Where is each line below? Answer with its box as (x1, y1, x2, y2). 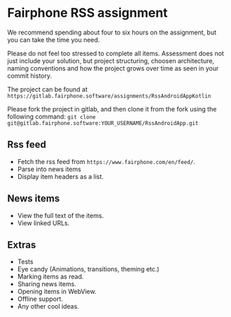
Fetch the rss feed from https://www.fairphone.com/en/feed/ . (17, 157, 196, 166)
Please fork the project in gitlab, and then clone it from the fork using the (7, 104, 217, 113)
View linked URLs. (17, 219, 70, 227)
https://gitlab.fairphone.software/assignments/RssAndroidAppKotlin (7, 93, 211, 100)
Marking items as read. (17, 272, 84, 281)
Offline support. (17, 295, 63, 303)
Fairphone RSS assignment (7, 5, 168, 21)
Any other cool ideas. (17, 302, 79, 311)
